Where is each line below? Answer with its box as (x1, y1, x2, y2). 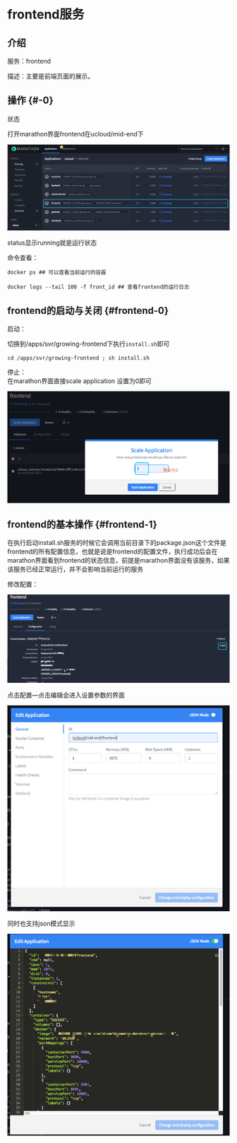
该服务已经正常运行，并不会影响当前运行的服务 (7, 565, 143, 573)
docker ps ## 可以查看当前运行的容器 (7, 269, 107, 276)
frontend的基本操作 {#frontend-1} (7, 518, 157, 530)
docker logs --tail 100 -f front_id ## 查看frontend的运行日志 (7, 283, 190, 291)
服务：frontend (7, 57, 51, 65)
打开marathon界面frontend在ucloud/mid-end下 (7, 129, 144, 138)
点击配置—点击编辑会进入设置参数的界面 (7, 691, 125, 699)
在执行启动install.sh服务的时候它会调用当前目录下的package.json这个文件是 (7, 539, 227, 547)
